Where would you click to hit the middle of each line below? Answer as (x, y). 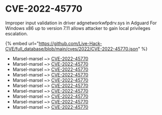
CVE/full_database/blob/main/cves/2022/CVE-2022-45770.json (72, 49)
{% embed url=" (22, 43)
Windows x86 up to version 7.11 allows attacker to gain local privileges (78, 28)
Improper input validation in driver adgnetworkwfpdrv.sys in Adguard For (81, 23)
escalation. (17, 33)
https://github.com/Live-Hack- (70, 43)
